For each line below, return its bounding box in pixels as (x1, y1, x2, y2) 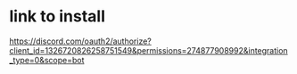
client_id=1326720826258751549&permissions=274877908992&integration (9, 45, 288, 55)
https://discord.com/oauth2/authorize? (9, 36, 152, 46)
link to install (9, 6, 105, 27)
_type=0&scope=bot (9, 54, 85, 65)
